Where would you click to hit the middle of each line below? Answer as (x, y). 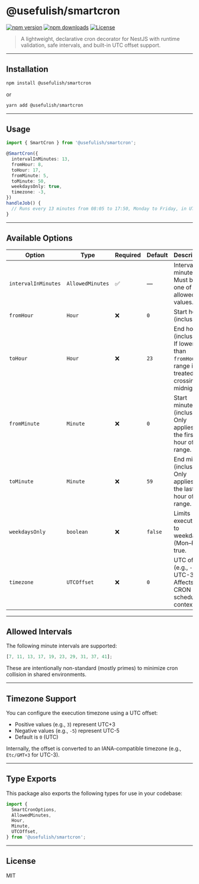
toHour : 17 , (26, 170)
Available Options (39, 238)
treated (184, 373)
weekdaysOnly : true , (37, 187)
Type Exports (31, 779)
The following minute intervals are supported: (62, 646)
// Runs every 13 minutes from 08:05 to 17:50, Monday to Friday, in (99, 209)
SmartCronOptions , (34, 810)
